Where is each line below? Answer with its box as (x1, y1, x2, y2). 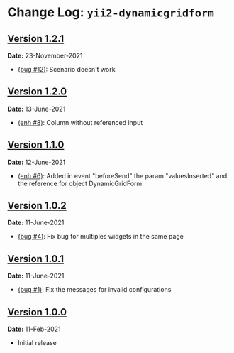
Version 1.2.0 (7, 86, 67, 98)
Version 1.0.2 (7, 200, 67, 212)
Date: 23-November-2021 (7, 51, 83, 60)
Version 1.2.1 (7, 33, 65, 45)
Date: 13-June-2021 (7, 104, 66, 113)
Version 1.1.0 (7, 139, 65, 151)
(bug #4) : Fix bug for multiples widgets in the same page (17, 232, 184, 241)
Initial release (17, 339, 57, 347)
